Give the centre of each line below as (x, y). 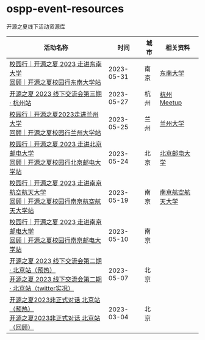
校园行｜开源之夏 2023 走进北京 (56, 144)
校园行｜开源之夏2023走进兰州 (54, 114)
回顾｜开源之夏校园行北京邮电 (52, 162)
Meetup (171, 103)
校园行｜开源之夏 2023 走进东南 (56, 64)
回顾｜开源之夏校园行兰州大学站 (56, 132)
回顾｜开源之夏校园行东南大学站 (56, 82)
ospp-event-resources (65, 9)
